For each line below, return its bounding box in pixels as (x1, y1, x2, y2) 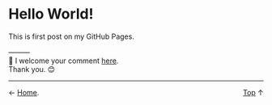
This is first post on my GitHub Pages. (8, 31, 135, 41)
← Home (8, 87, 38, 97)
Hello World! (8, 5, 94, 23)
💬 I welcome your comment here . (8, 56, 119, 65)
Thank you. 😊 (8, 64, 55, 73)
